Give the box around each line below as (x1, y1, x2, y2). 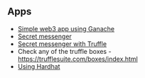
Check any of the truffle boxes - (17, 47, 112, 55)
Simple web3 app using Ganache (17, 24, 115, 33)
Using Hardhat (17, 62, 60, 70)
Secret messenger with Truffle (17, 39, 107, 48)
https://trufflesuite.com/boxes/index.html (17, 55, 139, 63)
